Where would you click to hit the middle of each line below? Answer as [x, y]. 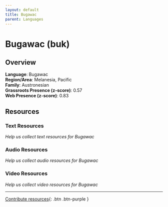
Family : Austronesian [27, 85]
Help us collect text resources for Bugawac [50, 137]
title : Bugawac [21, 15]
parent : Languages [24, 19]
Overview [21, 62]
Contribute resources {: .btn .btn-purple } [47, 199]
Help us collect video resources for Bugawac [52, 184]
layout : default [22, 10]
